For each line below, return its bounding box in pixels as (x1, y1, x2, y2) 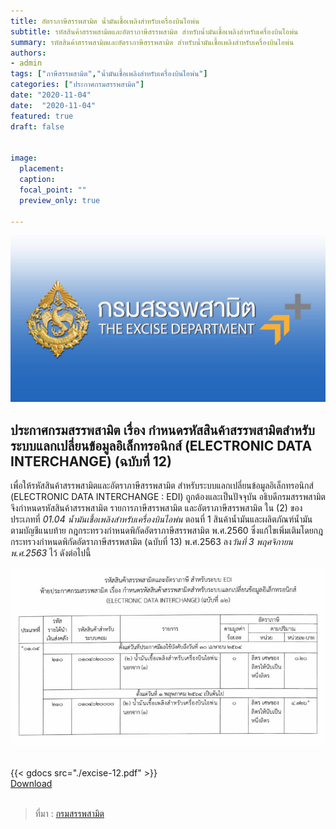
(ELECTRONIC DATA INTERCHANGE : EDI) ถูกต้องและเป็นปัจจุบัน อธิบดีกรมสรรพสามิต (10, 490, 326, 502)
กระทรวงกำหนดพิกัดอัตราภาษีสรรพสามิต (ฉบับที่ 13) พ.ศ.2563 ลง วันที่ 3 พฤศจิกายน (10, 535, 294, 547)
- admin (10, 58, 43, 69)
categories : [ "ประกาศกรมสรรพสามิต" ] (10, 80, 145, 90)
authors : (10, 48, 47, 58)
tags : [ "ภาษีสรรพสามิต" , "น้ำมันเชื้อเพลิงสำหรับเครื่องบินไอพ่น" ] (10, 69, 208, 79)
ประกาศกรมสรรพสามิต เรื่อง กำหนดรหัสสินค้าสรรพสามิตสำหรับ (10, 421, 315, 439)
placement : (19, 164, 65, 174)
